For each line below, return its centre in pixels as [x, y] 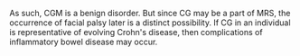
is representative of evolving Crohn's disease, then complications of [136, 32]
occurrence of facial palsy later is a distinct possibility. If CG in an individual [150, 23]
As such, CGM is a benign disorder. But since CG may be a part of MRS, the [150, 13]
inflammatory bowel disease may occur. [84, 42]
